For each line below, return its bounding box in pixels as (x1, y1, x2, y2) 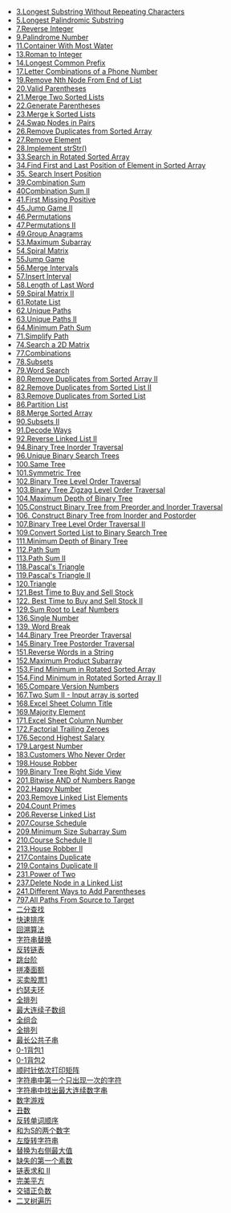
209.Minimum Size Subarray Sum (15, 827, 127, 836)
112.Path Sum (15, 545, 60, 554)
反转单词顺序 (15, 1116, 59, 1125)
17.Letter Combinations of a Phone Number (15, 67, 158, 76)
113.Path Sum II (15, 554, 67, 563)
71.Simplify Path (15, 331, 70, 341)
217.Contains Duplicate (15, 852, 91, 862)
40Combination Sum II (15, 186, 91, 195)
